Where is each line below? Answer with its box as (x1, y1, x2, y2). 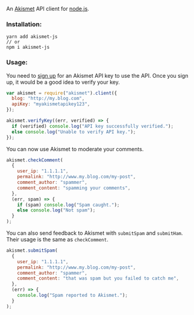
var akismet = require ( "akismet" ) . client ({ (6, 90, 117, 96)
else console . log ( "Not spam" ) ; (17, 207, 96, 213)
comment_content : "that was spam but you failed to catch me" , (17, 275, 180, 282)
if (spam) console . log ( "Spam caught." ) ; (17, 202, 120, 208)
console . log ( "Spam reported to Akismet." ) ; (17, 292, 128, 299)
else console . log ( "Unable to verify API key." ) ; (11, 129, 136, 135)
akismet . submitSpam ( (6, 248, 58, 254)
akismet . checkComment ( (6, 157, 63, 163)
